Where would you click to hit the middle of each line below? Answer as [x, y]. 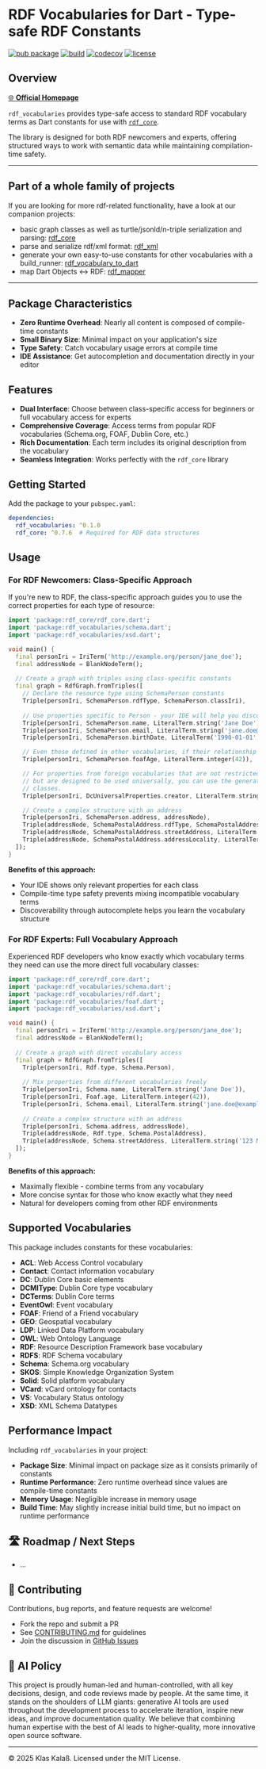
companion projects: [42, 214]
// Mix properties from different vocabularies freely [115, 1082]
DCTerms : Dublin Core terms [67, 1296]
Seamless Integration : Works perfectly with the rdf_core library [124, 459]
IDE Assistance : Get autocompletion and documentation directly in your [137, 356]
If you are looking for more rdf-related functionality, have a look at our [122, 205]
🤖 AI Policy [35, 1666]
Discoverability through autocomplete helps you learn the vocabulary [132, 910]
